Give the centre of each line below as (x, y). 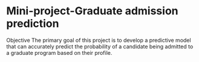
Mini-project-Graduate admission (92, 11)
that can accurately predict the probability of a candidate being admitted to (100, 46)
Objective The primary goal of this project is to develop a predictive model (99, 40)
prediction (33, 24)
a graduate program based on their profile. (59, 52)
